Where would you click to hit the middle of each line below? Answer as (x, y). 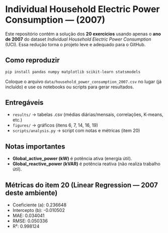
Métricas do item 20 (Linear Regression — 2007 (82, 185)
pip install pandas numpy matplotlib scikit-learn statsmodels (73, 72)
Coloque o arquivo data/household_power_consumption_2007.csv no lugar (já (83, 81)
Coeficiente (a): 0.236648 (39, 205)
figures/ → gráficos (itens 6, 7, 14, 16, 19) (55, 125)
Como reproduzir (32, 61)
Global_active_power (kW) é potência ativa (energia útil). (72, 159)
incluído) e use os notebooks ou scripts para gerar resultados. (70, 87)
